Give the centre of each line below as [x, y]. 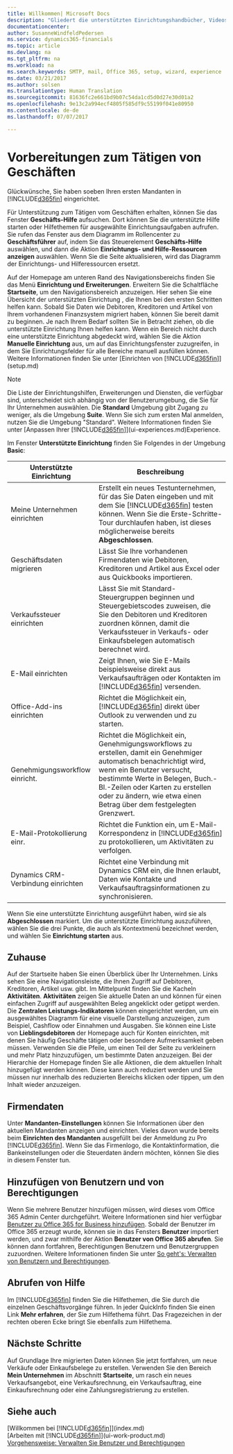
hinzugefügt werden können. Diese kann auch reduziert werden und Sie [110, 1070]
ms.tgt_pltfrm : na [34, 59]
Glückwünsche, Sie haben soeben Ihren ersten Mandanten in [94, 191]
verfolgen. [115, 850]
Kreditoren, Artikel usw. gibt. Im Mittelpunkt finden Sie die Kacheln [102, 989]
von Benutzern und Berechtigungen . [59, 1261]
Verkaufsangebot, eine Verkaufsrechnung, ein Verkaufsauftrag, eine [105, 1383]
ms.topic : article [34, 46]
